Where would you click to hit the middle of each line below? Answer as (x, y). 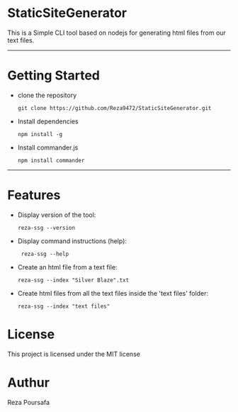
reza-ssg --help (45, 254)
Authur (28, 383)
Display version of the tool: (57, 215)
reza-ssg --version (46, 228)
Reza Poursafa (29, 402)
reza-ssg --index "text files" (64, 306)
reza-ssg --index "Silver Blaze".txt (73, 280)
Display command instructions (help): (72, 241)
